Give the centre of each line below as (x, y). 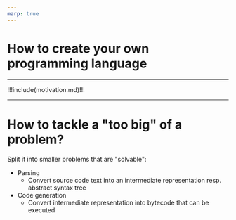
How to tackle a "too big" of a (95, 124)
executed (41, 210)
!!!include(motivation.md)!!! (46, 89)
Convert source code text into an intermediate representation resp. (125, 180)
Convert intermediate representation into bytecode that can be (118, 202)
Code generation (42, 195)
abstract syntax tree (57, 188)
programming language (77, 63)
